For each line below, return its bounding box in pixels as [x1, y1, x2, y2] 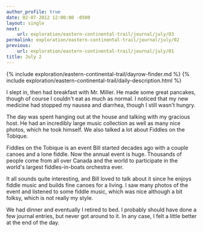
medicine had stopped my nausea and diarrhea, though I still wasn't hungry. [6, 101, 196, 109]
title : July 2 [6, 54, 42, 60]
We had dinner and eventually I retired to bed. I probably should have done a [6, 206, 197, 213]
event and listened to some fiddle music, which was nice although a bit [6, 188, 183, 195]
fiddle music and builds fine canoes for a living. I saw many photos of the [6, 181, 188, 188]
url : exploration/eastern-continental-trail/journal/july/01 [17, 48, 174, 54]
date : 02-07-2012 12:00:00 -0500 [6, 14, 91, 21]
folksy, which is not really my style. [6, 194, 94, 201]
